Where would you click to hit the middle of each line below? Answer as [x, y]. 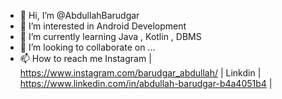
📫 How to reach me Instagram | [85, 58]
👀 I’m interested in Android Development [103, 26]
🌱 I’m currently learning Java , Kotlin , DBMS [110, 36]
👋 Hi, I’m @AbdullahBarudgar [79, 15]
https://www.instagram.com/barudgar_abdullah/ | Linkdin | [140, 73]
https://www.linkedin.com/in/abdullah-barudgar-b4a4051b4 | [146, 83]
